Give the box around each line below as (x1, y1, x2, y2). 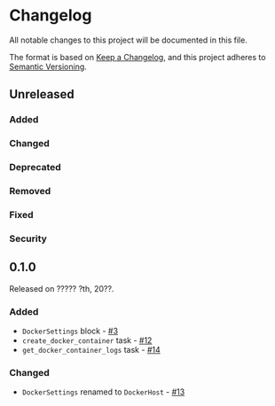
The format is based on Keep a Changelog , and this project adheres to (9, 51, 266, 62)
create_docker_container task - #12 (21, 334, 153, 346)
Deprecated (9, 161, 62, 174)
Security (9, 232, 47, 245)
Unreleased (9, 87, 75, 102)
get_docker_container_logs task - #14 (21, 344, 161, 355)
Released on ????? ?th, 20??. (9, 283, 114, 293)
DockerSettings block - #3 (21, 325, 118, 336)
